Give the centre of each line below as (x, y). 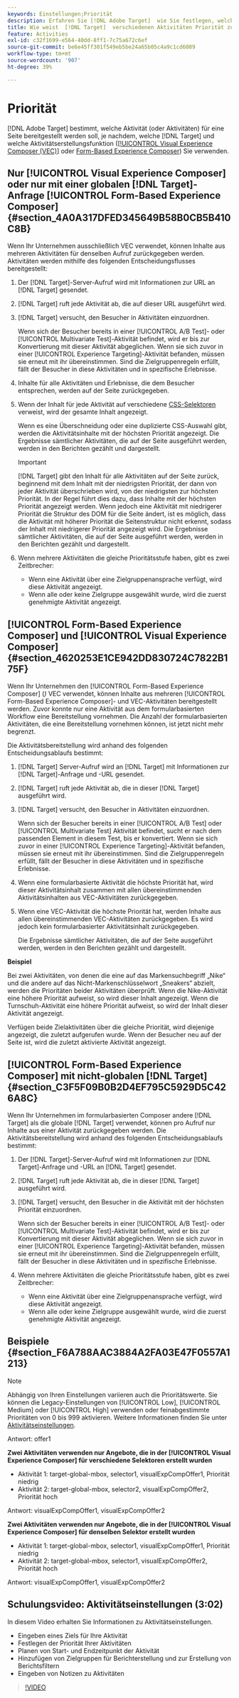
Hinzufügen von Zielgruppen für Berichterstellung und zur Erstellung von (124, 1658)
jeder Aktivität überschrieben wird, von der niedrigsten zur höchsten (118, 491)
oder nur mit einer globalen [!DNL (83, 184)
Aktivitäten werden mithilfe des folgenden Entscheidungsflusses (101, 261)
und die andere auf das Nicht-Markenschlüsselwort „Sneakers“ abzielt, (111, 983)
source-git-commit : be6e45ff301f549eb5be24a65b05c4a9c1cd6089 (101, 47)
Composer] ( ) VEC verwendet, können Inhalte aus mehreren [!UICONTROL (116, 694)
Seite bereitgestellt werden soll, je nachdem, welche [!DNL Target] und (111, 135)
